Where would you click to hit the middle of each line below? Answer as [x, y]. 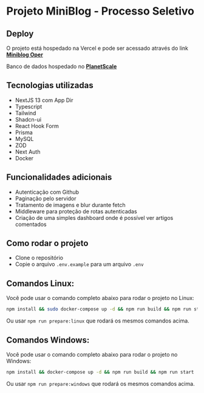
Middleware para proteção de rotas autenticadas [76, 211]
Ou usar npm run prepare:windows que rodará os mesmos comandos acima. [101, 383]
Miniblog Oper [25, 55]
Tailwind [25, 113]
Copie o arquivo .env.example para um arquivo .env [79, 264]
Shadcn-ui [28, 119]
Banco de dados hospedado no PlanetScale [62, 66]
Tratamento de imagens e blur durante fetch [70, 205]
